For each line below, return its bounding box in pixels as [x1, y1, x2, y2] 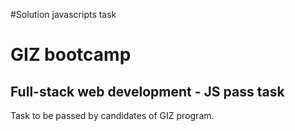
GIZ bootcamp [10, 44, 132, 66]
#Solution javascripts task [10, 9, 117, 20]
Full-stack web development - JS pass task [10, 83, 285, 100]
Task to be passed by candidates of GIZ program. [10, 110, 215, 121]
